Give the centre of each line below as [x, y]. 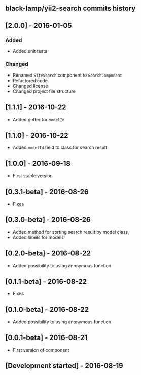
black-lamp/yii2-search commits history [70, 8]
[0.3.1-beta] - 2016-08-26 [47, 192]
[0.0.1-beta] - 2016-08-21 [46, 338]
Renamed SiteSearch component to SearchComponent [67, 75]
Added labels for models [38, 237]
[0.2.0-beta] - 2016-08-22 [48, 253]
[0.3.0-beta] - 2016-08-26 [48, 220]
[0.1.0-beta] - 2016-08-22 [47, 309]
